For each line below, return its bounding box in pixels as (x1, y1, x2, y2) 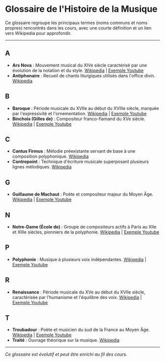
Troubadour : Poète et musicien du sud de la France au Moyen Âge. (12, 327, 150, 333)
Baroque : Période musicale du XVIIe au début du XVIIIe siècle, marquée (12, 105, 159, 111)
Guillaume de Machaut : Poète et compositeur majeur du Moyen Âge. (12, 191, 154, 197)
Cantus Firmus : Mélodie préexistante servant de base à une (12, 148, 136, 154)
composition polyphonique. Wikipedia (12, 154, 89, 160)
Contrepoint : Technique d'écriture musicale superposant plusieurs (12, 159, 149, 165)
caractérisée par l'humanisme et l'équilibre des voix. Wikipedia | (12, 294, 142, 300)
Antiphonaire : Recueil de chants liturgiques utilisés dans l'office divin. (12, 72, 156, 78)
